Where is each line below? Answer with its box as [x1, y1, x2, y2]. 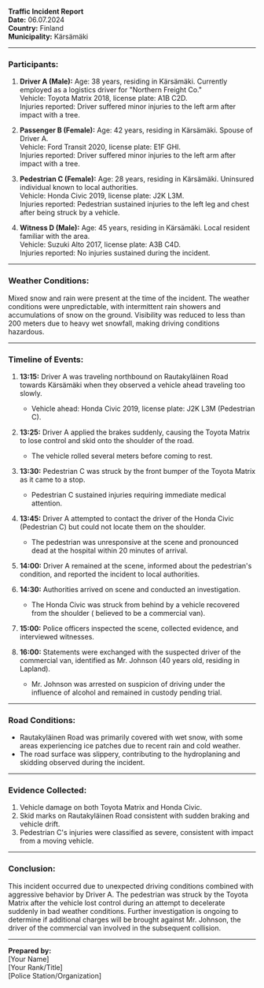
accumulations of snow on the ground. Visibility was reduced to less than [8, 310, 245, 319]
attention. [31, 498, 63, 508]
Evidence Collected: [8, 785, 87, 796]
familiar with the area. [19, 232, 90, 241]
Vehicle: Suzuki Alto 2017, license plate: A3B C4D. [19, 240, 181, 249]
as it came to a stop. [19, 475, 86, 484]
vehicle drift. [19, 819, 60, 829]
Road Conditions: [8, 714, 76, 725]
